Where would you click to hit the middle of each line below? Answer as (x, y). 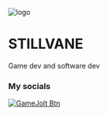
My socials (30, 86)
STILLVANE (46, 44)
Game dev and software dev (54, 65)
